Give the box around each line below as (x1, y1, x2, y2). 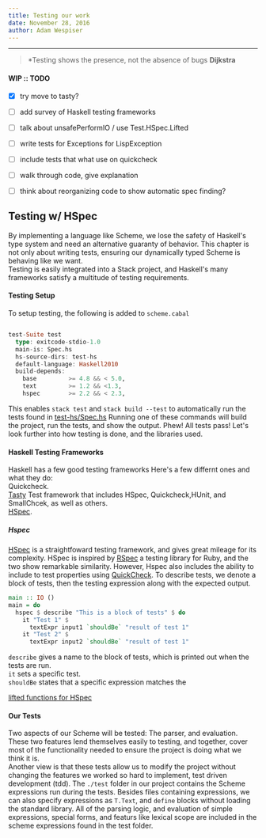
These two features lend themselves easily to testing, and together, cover (8, 737, 248, 746)
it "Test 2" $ (22, 631, 69, 639)
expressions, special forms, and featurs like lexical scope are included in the (8, 813, 257, 822)
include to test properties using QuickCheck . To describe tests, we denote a (8, 571, 256, 580)
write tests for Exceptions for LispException (19, 138, 162, 148)
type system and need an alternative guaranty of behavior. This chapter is (8, 239, 249, 248)
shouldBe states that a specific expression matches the (8, 677, 187, 687)
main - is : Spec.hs (15, 345, 73, 353)
